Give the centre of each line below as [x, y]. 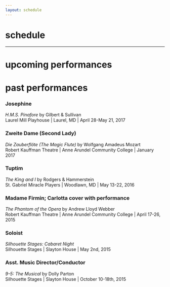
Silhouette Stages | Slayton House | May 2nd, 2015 [58, 249]
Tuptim [14, 168]
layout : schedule [24, 10]
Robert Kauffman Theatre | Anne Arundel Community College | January [80, 150]
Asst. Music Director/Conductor [45, 263]
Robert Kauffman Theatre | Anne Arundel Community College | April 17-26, [83, 214]
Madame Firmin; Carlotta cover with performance [68, 198]
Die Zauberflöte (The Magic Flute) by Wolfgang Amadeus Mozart [73, 144]
